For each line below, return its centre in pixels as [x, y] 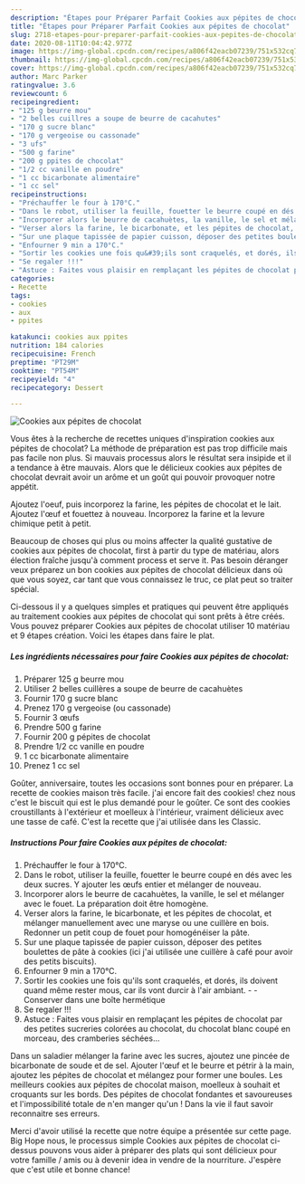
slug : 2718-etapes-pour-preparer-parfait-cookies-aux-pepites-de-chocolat [154, 34]
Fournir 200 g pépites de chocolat [87, 737]
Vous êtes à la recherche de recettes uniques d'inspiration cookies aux [143, 439]
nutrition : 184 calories [57, 346]
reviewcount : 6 [39, 93]
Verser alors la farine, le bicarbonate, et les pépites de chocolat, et [148, 913]
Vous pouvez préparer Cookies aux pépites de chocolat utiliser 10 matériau [150, 626]
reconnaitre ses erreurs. [55, 1113]
